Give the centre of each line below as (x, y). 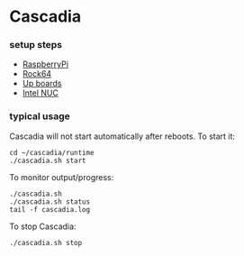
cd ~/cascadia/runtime (52, 152)
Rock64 (37, 74)
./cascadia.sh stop (46, 242)
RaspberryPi (45, 64)
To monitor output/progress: (62, 177)
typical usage (40, 116)
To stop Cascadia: (43, 226)
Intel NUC (40, 93)
